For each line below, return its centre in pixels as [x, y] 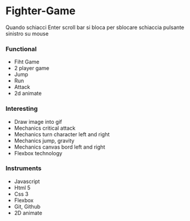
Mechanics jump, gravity [44, 140]
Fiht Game [27, 62]
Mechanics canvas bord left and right [59, 147]
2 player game [32, 68]
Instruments [24, 168]
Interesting [22, 109]
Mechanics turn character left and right [62, 134]
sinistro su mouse [27, 33]
